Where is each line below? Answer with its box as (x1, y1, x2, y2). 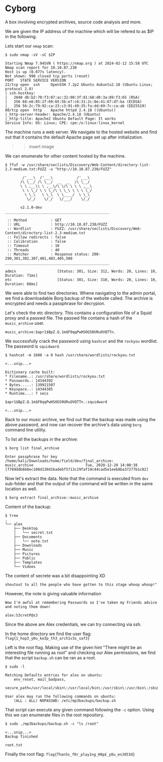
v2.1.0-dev (20, 205, 42, 210)
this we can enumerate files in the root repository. (5, 712, 104, 718)
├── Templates (14, 560, 42, 565)
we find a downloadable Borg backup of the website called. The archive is (5, 295, 153, 301)
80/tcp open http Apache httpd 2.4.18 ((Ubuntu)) (5, 107, 116, 112)
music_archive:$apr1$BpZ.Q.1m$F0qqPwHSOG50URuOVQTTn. (5, 329, 116, 335)
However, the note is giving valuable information (5, 590, 102, 596)
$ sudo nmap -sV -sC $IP (5, 52, 55, 57)
